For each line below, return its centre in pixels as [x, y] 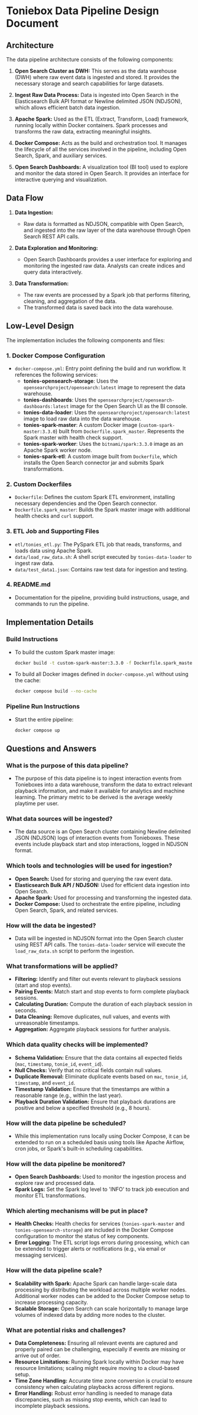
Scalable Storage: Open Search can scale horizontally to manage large [101, 1309]
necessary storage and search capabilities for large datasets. [89, 83]
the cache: [28, 681]
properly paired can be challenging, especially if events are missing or [100, 1349]
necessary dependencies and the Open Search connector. [86, 503]
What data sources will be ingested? [59, 819]
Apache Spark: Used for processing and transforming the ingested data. [103, 898]
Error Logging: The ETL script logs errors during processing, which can [102, 1242]
